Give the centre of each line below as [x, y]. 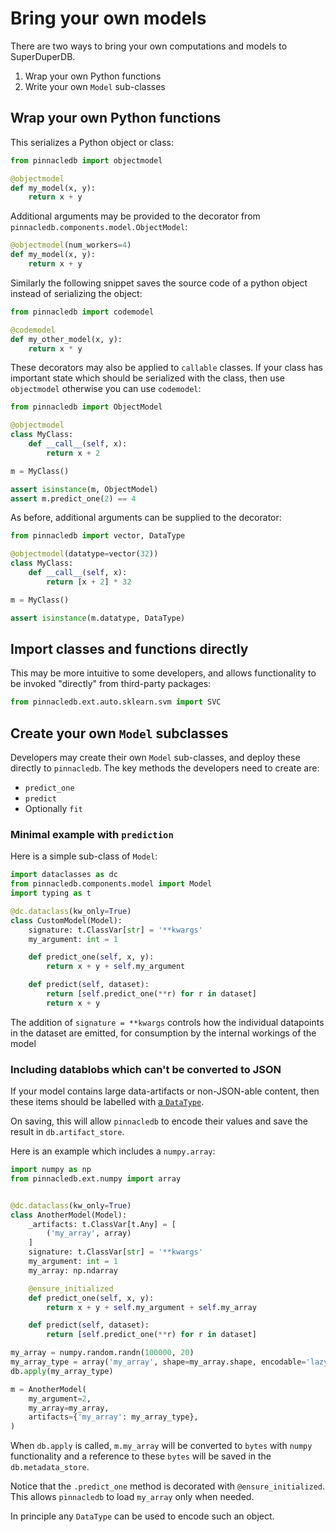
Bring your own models [108, 18]
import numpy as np [51, 1170]
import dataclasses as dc [64, 875]
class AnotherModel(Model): [69, 1215]
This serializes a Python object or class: [92, 142]
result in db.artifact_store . [67, 1132]
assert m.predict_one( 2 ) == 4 [73, 498]
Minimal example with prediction [92, 834]
